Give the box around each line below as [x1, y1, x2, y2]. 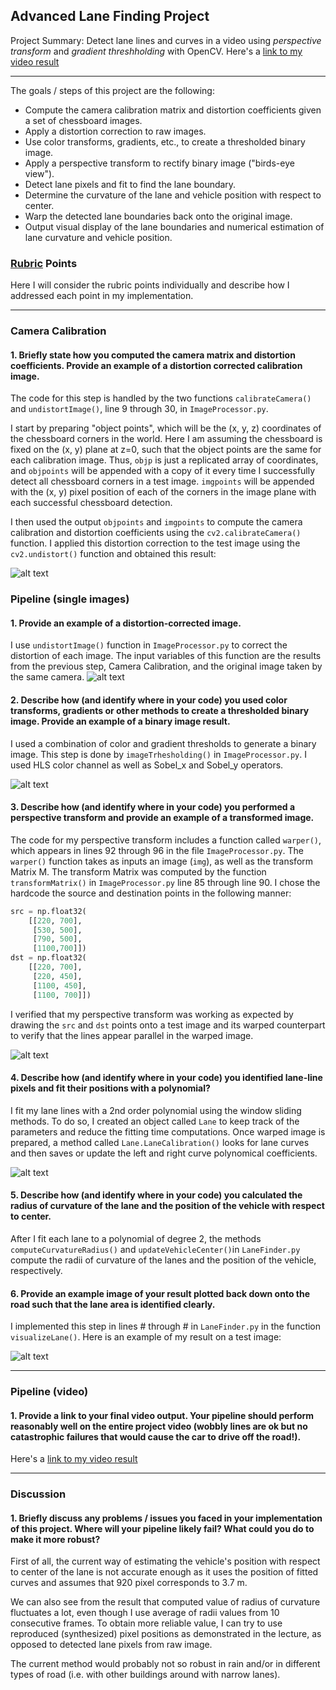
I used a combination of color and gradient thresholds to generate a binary [10, 737, 317, 749]
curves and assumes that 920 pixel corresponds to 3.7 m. [10, 1577, 248, 1589]
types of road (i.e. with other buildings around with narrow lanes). [10, 1669, 281, 1681]
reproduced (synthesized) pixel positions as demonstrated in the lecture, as [10, 1628, 322, 1640]
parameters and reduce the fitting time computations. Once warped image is [10, 1125, 326, 1138]
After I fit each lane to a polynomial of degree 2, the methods [10, 1232, 262, 1244]
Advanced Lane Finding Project [10, 8, 210, 25]
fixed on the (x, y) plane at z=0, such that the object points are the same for [10, 444, 322, 456]
